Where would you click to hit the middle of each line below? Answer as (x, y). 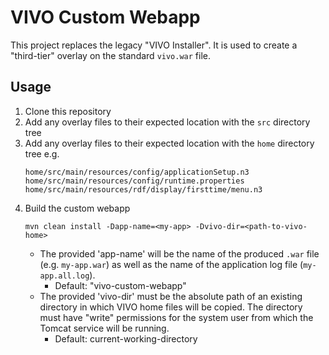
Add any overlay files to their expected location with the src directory (167, 122)
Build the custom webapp (77, 208)
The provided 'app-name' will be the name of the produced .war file (179, 253)
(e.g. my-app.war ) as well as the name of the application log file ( (171, 264)
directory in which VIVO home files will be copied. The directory (171, 307)
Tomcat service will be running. (104, 328)
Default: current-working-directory (126, 338)
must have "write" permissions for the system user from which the (176, 317)
